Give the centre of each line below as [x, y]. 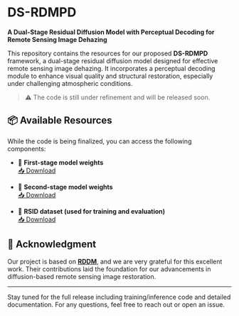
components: [27, 148]
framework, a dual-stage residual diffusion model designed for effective [113, 60]
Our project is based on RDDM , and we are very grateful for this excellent [115, 261]
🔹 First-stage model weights [60, 162]
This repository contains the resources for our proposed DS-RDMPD [108, 53]
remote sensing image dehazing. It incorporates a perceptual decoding [111, 68]
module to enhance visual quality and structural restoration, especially [110, 76]
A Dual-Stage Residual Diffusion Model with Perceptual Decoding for [111, 32]
